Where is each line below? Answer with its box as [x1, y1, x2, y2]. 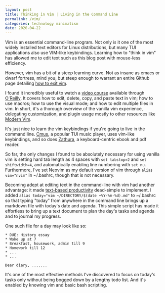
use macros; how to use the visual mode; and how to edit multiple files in [5, 100, 154, 106]
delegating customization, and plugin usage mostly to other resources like [5, 111, 156, 117]
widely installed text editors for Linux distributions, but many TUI [5, 45, 137, 50]
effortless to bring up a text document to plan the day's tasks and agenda [5, 208, 155, 214]
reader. [5, 142, 20, 147]
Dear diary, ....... [5, 263, 48, 268]
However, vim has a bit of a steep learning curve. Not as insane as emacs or [5, 70, 160, 76]
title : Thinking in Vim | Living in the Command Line [5, 12, 119, 17]
